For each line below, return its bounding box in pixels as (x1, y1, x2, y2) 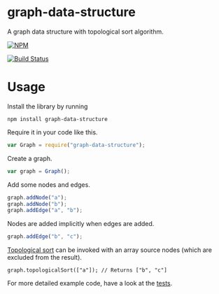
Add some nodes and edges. (7, 180, 91, 189)
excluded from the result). (7, 253, 83, 262)
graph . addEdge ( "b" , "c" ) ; (7, 233, 83, 240)
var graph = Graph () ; (7, 167, 71, 175)
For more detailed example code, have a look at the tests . (7, 279, 173, 288)
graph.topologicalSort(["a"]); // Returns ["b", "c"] (7, 267, 168, 274)
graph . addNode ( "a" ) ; (7, 194, 68, 201)
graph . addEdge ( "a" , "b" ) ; (7, 207, 83, 214)
